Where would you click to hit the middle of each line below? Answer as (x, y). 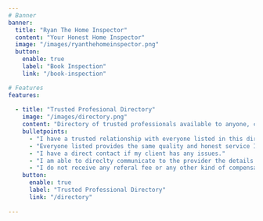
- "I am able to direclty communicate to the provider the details (141, 161)
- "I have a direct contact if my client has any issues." (127, 154)
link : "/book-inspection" (65, 74)
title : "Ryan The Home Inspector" (71, 30)
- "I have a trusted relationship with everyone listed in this (136, 139)
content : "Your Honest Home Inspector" (80, 37)
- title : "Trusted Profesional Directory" (85, 110)
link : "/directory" (60, 197)
